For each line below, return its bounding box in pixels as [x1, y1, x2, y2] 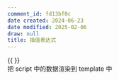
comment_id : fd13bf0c [7, 10, 72, 18]
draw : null [7, 30, 40, 38]
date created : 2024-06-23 [7, 17, 84, 24]
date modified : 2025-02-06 [7, 23, 87, 30]
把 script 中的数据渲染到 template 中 [7, 64, 113, 73]
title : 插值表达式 [7, 37, 57, 44]
